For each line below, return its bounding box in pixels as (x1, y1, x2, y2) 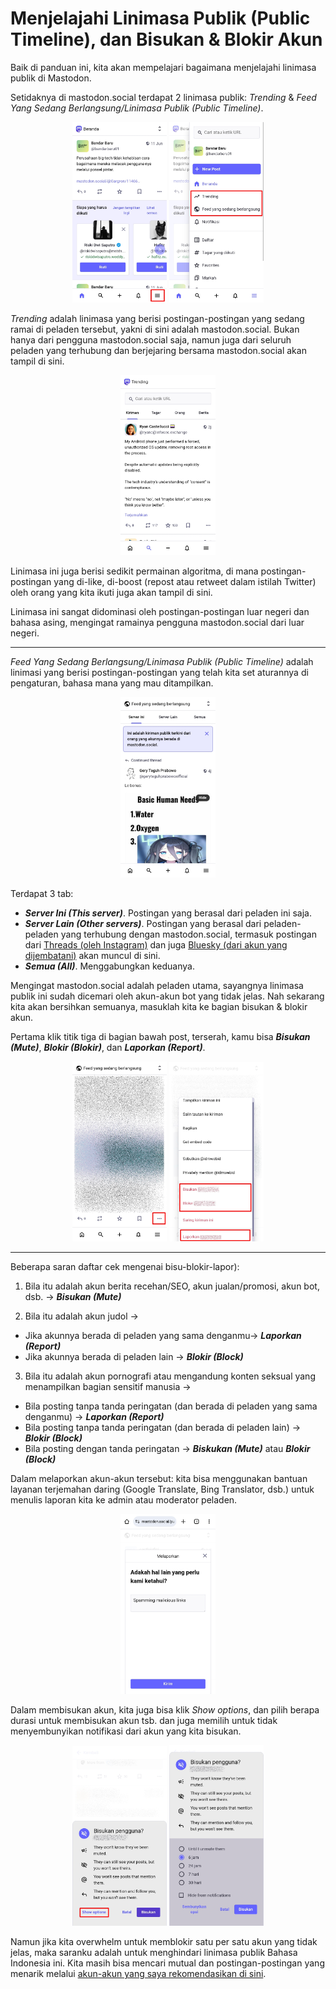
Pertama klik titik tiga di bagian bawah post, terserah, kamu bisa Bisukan (10, 1030, 311, 1042)
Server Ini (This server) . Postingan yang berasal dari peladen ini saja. (24, 907, 313, 919)
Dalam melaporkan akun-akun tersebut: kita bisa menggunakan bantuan (10, 1473, 308, 1485)
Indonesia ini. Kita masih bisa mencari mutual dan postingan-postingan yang (10, 1957, 325, 1969)
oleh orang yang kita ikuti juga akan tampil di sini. (10, 587, 213, 599)
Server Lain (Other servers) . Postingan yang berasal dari (24, 917, 262, 929)
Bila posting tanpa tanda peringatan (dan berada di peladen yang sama (24, 1400, 318, 1412)
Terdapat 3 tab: (10, 887, 74, 899)
